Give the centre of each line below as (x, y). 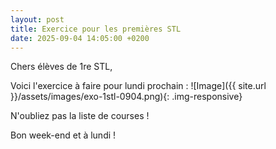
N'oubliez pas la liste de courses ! (80, 116)
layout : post (37, 19)
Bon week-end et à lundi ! (63, 135)
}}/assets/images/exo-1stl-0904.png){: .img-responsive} (126, 97)
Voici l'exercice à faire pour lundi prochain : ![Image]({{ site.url (138, 86)
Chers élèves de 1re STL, (61, 67)
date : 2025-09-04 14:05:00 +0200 (80, 38)
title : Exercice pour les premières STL (96, 29)
